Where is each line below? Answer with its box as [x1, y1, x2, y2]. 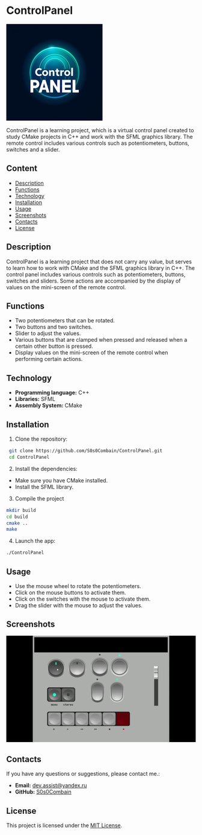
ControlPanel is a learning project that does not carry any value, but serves [6, 258, 192, 265]
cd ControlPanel [8, 454, 50, 460]
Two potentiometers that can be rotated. [14, 317, 115, 324]
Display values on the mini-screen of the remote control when [14, 349, 168, 356]
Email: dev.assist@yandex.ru [14, 782, 87, 789]
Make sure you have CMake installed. [14, 476, 108, 484]
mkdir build [6, 507, 36, 513]
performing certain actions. [14, 356, 83, 363]
